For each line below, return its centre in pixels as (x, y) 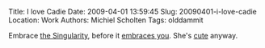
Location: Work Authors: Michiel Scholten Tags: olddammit (106, 20)
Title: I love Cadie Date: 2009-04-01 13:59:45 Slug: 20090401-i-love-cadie (132, 12)
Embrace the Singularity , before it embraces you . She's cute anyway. (123, 36)
